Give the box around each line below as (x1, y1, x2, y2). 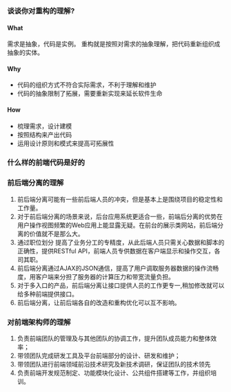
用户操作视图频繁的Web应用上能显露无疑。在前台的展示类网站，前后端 (17, 220, 218, 229)
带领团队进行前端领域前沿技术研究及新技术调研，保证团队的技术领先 (17, 360, 211, 369)
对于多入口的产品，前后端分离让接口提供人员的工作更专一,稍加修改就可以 (17, 281, 225, 289)
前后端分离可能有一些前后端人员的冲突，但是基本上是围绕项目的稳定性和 (17, 195, 223, 203)
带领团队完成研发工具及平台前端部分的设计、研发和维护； (17, 351, 181, 360)
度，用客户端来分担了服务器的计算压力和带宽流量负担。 (17, 272, 174, 280)
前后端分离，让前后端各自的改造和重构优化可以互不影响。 (17, 298, 181, 307)
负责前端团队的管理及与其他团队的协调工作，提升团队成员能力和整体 (17, 334, 211, 342)
